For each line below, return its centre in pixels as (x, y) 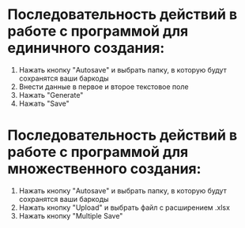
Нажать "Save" (44, 103)
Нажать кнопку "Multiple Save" (71, 215)
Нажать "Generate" (51, 95)
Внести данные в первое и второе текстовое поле (104, 86)
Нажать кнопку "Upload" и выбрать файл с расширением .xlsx (124, 207)
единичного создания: (86, 48)
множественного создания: (104, 169)
